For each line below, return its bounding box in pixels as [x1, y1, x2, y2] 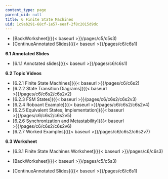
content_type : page [5, 7, 47, 13]
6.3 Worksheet [5, 138, 37, 145]
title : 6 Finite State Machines [5, 17, 73, 22]
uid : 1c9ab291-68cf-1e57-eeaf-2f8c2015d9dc [5, 21, 99, 27]
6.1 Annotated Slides [5, 51, 50, 57]
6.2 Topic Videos [5, 70, 42, 77]
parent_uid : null [5, 12, 42, 17]
